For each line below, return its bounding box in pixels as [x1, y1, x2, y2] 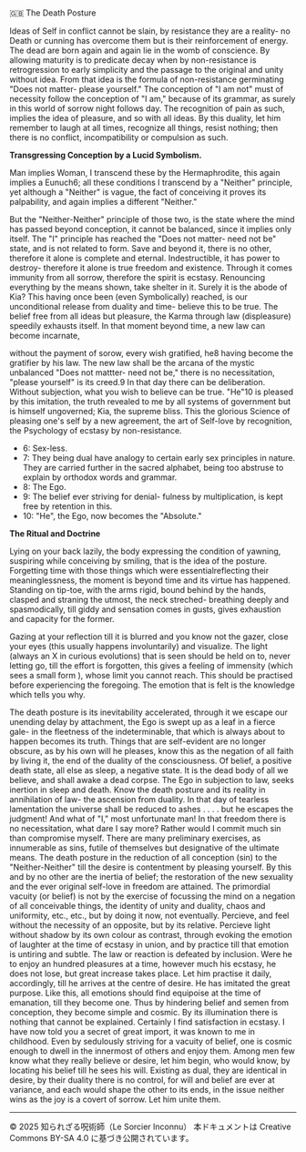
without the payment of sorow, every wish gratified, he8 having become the [9, 348, 294, 359]
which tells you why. [9, 689, 87, 700]
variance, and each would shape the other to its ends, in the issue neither [9, 1085, 285, 1096]
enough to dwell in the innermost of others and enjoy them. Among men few [9, 1045, 296, 1056]
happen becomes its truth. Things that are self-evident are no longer [9, 736, 267, 747]
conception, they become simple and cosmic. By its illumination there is [9, 1007, 279, 1018]
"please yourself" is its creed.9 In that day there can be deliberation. [9, 377, 266, 388]
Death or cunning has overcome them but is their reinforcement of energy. [9, 36, 289, 46]
